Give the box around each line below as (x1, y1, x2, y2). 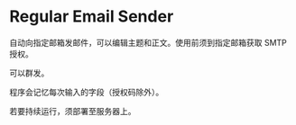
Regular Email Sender (9, 6, 174, 27)
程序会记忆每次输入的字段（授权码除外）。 (9, 86, 164, 97)
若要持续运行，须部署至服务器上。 (9, 105, 136, 116)
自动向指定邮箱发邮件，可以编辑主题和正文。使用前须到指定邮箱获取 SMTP (9, 37, 287, 48)
